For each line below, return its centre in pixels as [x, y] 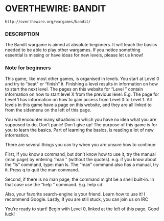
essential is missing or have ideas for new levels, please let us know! [74, 55]
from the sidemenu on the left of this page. [48, 110]
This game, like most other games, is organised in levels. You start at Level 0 [82, 79]
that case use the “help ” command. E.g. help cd [54, 184]
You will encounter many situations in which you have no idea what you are [81, 119]
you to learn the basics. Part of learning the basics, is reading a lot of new [80, 130]
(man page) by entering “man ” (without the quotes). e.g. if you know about [81, 159]
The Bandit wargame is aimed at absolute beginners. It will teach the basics [81, 45]
